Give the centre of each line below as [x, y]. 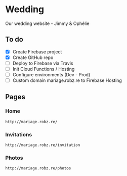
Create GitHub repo [33, 57]
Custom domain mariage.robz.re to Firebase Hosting [67, 80]
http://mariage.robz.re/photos [38, 168]
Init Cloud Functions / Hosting [44, 69]
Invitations [19, 134]
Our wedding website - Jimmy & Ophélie [47, 23]
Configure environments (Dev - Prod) [51, 75]
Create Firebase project [37, 51]
